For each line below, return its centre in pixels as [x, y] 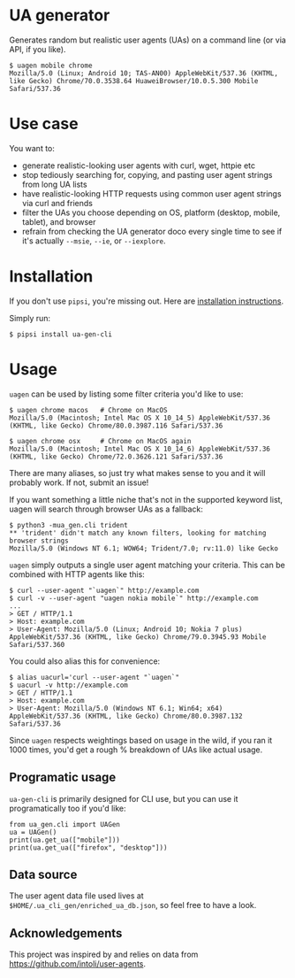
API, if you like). [38, 49]
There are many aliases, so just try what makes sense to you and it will [137, 473]
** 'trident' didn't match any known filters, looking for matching [138, 533]
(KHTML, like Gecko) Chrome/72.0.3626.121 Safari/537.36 [116, 457]
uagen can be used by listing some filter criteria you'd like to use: [126, 394]
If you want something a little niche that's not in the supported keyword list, [146, 499]
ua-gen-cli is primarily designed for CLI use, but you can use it [124, 798]
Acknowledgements [66, 933]
